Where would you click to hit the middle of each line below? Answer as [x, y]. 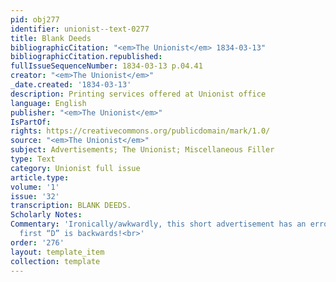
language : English [48, 103]
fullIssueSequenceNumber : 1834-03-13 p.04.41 [106, 66]
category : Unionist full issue [75, 168]
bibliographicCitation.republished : [86, 57]
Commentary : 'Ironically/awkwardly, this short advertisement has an [158, 224]
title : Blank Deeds [51, 38]
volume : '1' [35, 187]
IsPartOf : [31, 122]
